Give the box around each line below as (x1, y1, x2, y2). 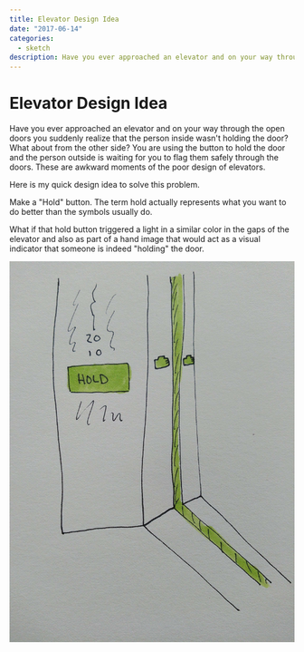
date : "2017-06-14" (9, 24, 83, 34)
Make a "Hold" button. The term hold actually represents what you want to (9, 197, 287, 208)
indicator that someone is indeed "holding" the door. (9, 243, 205, 254)
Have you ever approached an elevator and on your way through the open (9, 123, 285, 134)
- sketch (17, 44, 51, 53)
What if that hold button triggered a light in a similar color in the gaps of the (9, 224, 290, 235)
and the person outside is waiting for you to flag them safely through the (9, 152, 279, 163)
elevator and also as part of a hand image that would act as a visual (9, 234, 261, 245)
